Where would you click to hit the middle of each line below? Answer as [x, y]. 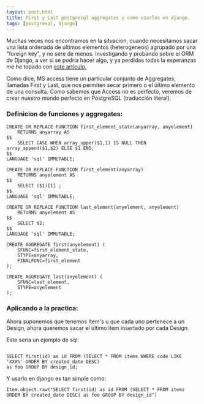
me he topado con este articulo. [47, 67]
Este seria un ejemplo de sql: [43, 340]
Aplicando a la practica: [42, 308]
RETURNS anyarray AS [43, 132]
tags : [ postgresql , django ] [42, 23]
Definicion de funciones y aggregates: [65, 114]
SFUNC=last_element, [43, 282]
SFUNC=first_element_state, [53, 250]
